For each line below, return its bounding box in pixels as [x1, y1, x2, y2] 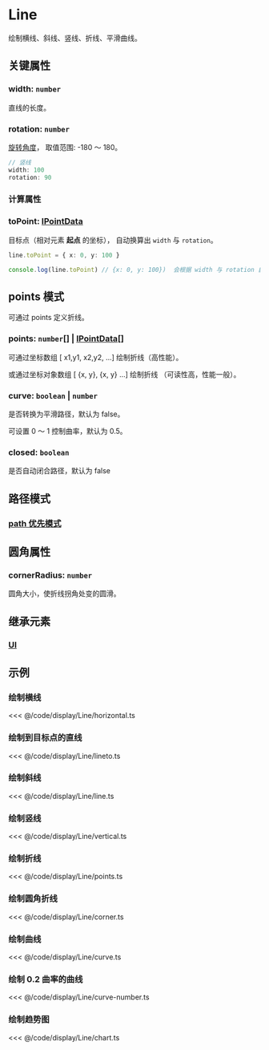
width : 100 [8, 166, 45, 174]
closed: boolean [8, 447, 70, 458]
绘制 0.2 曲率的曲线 [8, 973, 83, 984]
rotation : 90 [8, 173, 52, 181]
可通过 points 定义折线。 [8, 313, 90, 322]
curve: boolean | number [8, 390, 98, 401]
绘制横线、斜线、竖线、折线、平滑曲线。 [8, 33, 142, 43]
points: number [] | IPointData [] [8, 333, 124, 344]
